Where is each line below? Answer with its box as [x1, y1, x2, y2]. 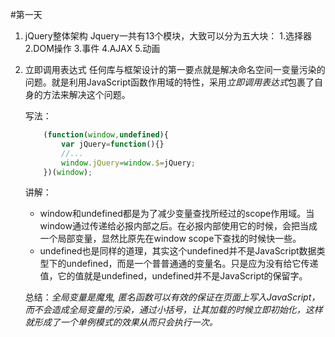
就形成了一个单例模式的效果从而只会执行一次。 [24, 316, 218, 328]
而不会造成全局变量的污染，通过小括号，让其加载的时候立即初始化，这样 [24, 304, 323, 316]
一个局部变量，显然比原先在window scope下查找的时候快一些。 [39, 233, 302, 245]
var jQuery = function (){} [61, 139, 165, 149]
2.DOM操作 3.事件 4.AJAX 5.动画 [24, 43, 161, 54]
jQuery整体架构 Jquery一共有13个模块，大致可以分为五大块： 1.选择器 [24, 30, 312, 42]
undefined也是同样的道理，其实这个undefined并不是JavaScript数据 [39, 245, 317, 257]
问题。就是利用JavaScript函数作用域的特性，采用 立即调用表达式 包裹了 [24, 76, 315, 88]
